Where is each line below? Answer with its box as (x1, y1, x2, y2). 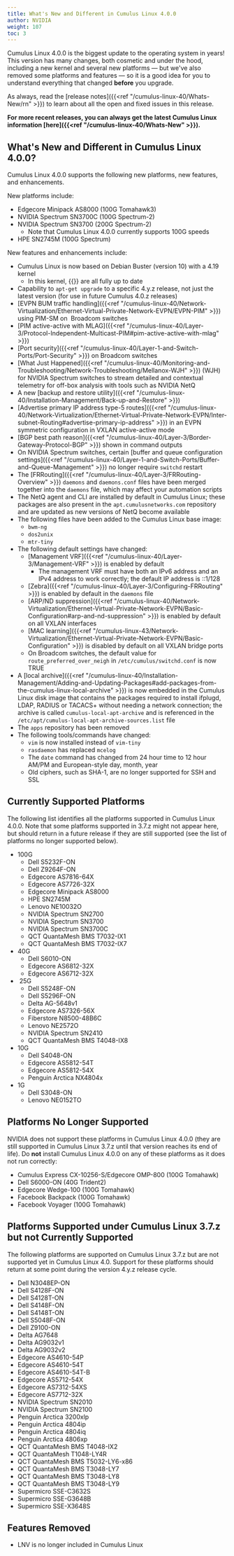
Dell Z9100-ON (17, 1323, 61, 1331)
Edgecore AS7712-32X (17, 1390, 84, 1398)
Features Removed (7, 1522, 91, 1534)
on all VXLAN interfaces (27, 619, 97, 627)
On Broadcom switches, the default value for (27, 649, 157, 658)
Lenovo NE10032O (27, 902, 82, 910)
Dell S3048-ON (27, 1088, 73, 1097)
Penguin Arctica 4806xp (17, 1435, 88, 1443)
